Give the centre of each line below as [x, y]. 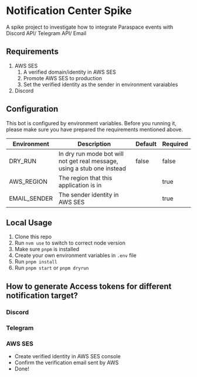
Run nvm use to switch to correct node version [70, 243]
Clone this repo [33, 237]
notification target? [42, 295]
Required [175, 143]
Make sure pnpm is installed [47, 249]
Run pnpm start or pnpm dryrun [52, 268]
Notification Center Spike [69, 11]
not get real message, [88, 161]
